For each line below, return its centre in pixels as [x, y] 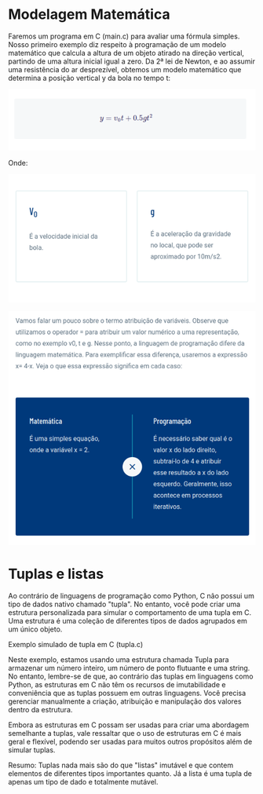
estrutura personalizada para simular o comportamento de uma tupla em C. [130, 613]
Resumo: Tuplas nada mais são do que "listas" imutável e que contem [121, 765]
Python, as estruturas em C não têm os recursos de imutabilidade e [117, 685]
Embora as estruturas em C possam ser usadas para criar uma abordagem [129, 725]
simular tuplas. [32, 750]
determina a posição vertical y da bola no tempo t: [89, 78]
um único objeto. [35, 629]
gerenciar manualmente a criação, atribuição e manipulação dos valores [125, 701]
